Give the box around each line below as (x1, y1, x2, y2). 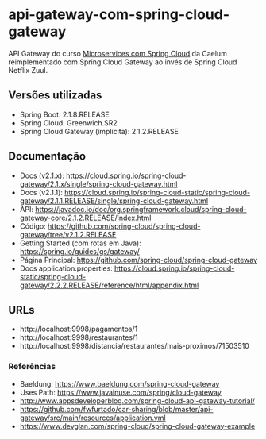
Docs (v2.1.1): (19, 187, 64, 197)
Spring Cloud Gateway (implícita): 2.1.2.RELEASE (19, 126, 179, 136)
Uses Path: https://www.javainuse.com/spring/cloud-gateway (19, 387, 222, 397)
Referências (8, 361, 56, 372)
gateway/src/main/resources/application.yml (19, 413, 167, 422)
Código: (19, 221, 46, 231)
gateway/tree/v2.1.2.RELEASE (19, 229, 117, 239)
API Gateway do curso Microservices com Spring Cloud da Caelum (8, 48, 228, 58)
